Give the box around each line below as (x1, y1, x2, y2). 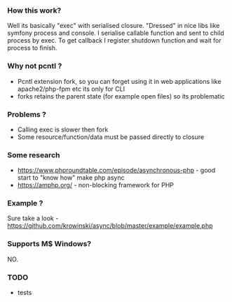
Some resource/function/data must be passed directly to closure (17, 132, 205, 141)
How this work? (7, 6, 62, 15)
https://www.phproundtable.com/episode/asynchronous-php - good (17, 166, 216, 175)
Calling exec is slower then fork (17, 125, 109, 134)
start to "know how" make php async (17, 173, 125, 182)
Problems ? (7, 109, 47, 119)
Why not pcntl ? (7, 62, 62, 71)
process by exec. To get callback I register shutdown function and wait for (7, 36, 222, 45)
